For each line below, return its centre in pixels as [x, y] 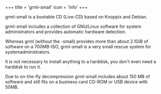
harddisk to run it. [23, 67]
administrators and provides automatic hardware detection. [66, 32]
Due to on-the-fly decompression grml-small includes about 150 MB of [78, 76]
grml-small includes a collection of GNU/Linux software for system [73, 26]
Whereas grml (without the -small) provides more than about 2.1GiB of [77, 41]
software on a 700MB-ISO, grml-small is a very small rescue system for [78, 47]
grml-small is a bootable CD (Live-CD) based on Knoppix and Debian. [76, 17]
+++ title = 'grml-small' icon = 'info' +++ [46, 7]
